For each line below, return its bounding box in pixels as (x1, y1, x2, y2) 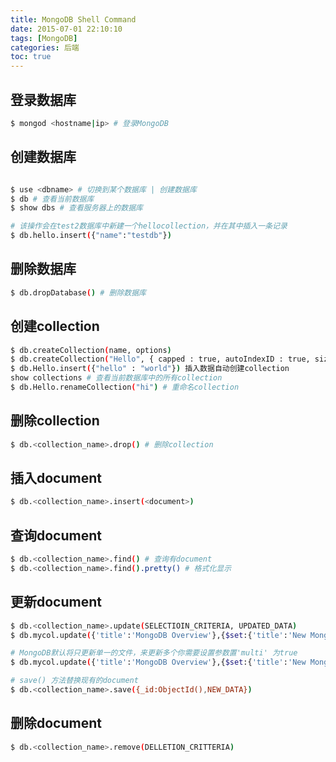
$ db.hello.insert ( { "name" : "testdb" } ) (10, 231, 172, 241)
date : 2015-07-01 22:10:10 (10, 24, 123, 34)
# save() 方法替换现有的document (10, 676, 139, 686)
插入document (10, 469, 102, 486)
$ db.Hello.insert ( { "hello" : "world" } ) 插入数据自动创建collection (10, 364, 290, 374)
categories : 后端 (10, 42, 80, 53)
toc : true (10, 52, 52, 62)
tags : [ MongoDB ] (10, 33, 78, 43)
